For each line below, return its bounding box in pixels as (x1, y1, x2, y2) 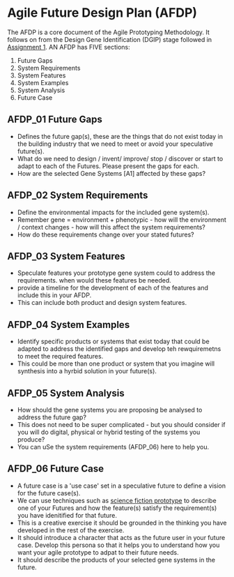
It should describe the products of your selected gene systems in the (17, 555, 216, 564)
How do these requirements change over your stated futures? (17, 230, 194, 239)
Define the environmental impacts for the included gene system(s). (17, 208, 210, 216)
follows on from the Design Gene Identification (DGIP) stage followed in (7, 35, 212, 43)
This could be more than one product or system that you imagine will (17, 359, 214, 368)
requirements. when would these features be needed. (17, 276, 172, 285)
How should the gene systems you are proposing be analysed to (17, 406, 203, 414)
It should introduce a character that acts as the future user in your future (17, 533, 226, 541)
